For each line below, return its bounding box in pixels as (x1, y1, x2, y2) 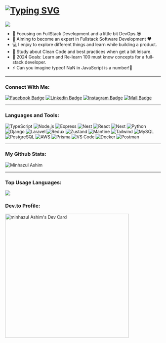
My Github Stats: (5, 151, 47, 158)
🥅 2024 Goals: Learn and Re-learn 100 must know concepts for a (12, 54, 145, 59)
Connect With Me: (5, 83, 50, 90)
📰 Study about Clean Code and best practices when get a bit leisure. (12, 49, 152, 55)
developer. (24, 59, 46, 65)
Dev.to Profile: (5, 202, 41, 209)
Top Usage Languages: (5, 179, 62, 186)
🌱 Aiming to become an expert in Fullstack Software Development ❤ (12, 36, 152, 42)
